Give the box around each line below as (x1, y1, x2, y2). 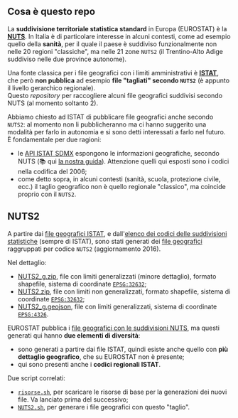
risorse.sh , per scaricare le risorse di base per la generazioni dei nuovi (17, 387, 227, 396)
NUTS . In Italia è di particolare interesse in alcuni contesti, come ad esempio (7, 32, 231, 41)
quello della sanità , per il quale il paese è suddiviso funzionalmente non (7, 39, 217, 48)
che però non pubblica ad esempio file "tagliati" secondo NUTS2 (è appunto (7, 76, 229, 85)
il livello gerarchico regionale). (7, 83, 96, 92)
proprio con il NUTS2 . (17, 190, 77, 198)
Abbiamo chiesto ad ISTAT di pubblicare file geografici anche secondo (7, 112, 214, 121)
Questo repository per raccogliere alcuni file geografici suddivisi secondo (7, 91, 222, 100)
